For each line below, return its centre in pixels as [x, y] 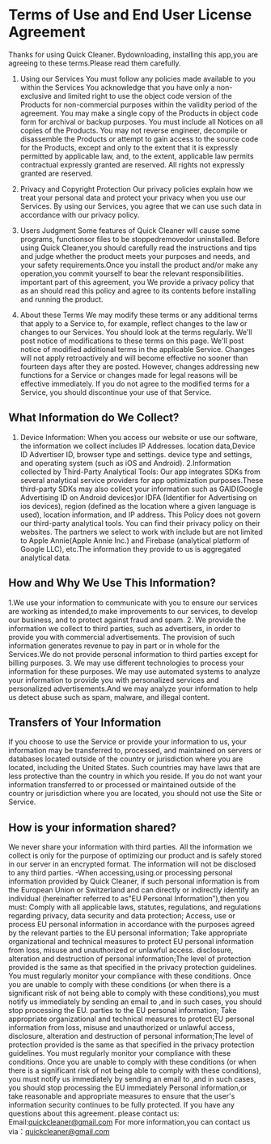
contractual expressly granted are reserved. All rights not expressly [132, 164]
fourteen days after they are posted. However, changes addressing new [140, 367]
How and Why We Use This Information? [112, 583]
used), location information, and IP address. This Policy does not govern [140, 515]
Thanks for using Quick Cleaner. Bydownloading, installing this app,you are [133, 54]
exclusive [36, 95]
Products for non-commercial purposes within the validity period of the [138, 104]
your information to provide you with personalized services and [114, 680]
